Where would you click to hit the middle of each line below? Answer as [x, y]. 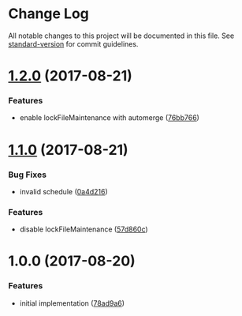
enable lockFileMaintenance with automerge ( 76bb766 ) [109, 118]
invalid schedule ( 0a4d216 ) [63, 191]
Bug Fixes [28, 175]
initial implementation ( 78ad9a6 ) [72, 303]
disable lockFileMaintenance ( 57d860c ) [84, 229]
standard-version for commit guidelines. [73, 43]
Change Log [48, 14]
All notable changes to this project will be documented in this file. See [121, 36]
